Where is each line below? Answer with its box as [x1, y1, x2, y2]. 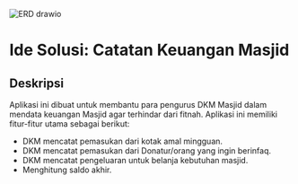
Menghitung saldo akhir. [22, 164, 112, 175]
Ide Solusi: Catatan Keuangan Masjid [9, 40, 290, 60]
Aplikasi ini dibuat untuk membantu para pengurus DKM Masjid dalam [9, 100, 267, 110]
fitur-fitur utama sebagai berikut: [9, 118, 130, 129]
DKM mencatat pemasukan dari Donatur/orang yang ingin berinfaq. [22, 145, 272, 156]
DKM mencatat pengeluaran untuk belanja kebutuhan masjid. [22, 155, 249, 165]
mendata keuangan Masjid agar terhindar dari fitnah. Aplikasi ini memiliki [9, 109, 278, 119]
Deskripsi [9, 75, 65, 91]
